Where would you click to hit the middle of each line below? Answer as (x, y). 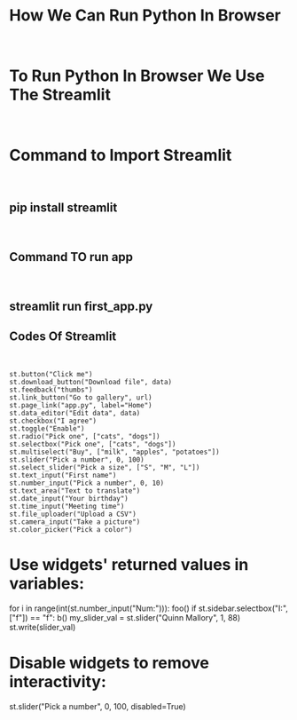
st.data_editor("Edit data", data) (75, 413)
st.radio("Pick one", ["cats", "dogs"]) (85, 436)
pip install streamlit (63, 208)
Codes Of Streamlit (63, 337)
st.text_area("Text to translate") (75, 491)
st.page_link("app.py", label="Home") (81, 405)
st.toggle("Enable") (47, 428)
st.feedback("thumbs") (51, 390)
